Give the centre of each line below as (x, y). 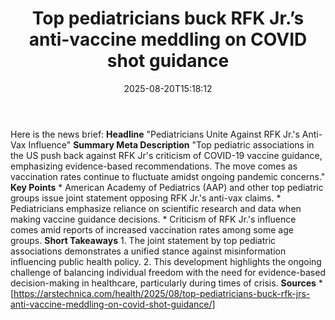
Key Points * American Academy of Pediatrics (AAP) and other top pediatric (167, 187)
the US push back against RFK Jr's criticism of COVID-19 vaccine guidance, (166, 155)
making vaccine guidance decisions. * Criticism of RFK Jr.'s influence (153, 219)
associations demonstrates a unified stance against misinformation (148, 251)
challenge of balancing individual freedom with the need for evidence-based (168, 272)
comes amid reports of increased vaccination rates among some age (152, 229)
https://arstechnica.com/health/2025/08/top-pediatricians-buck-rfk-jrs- (162, 293)
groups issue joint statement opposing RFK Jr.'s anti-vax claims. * (146, 198)
